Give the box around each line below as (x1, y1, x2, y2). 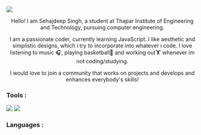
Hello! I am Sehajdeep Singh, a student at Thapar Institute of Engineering (11, 18, 194, 24)
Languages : (6, 121, 44, 130)
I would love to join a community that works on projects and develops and (10, 69, 195, 77)
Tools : (6, 91, 27, 99)
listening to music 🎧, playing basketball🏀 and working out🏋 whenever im (10, 49, 195, 56)
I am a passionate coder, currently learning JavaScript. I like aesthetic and (9, 36, 196, 43)
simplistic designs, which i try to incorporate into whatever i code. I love (12, 42, 192, 49)
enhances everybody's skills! (66, 76, 139, 83)
